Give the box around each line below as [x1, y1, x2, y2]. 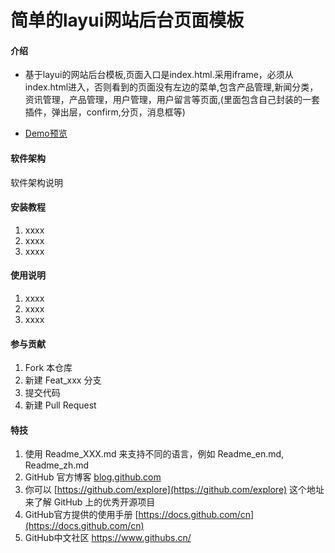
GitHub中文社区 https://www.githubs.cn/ [24, 532, 192, 544]
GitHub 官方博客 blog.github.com [24, 471, 162, 483]
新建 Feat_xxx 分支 [24, 374, 102, 386]
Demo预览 [24, 127, 68, 140]
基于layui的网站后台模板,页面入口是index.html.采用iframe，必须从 [24, 69, 294, 81]
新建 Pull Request [24, 399, 97, 411]
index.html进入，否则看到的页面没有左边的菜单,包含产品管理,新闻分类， [24, 81, 319, 93]
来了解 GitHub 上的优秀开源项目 [24, 496, 156, 508]
